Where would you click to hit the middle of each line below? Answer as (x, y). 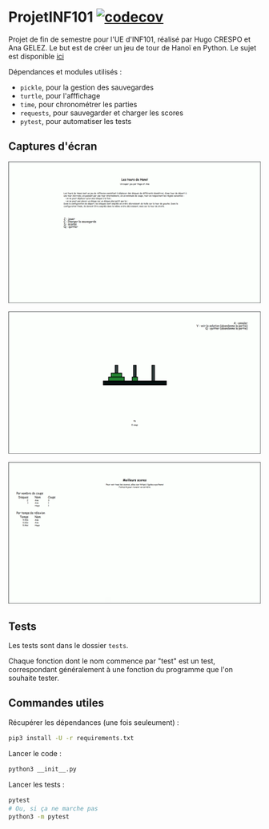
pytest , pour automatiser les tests (76, 121)
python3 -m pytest (39, 817)
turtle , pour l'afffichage (60, 95)
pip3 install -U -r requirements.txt (71, 738)
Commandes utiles (56, 703)
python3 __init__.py (43, 769)
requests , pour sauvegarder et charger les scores (102, 113)
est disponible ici (36, 56)
